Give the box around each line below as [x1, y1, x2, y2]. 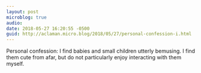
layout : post [6, 8, 39, 15]
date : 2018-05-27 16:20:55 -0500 [6, 25, 90, 32]
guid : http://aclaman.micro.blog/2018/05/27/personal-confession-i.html [6, 31, 192, 37]
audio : [6, 20, 23, 26]
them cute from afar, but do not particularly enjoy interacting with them [6, 54, 182, 61]
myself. [6, 60, 25, 68]
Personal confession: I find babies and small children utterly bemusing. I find [6, 47, 196, 54]
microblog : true [6, 14, 47, 20]
